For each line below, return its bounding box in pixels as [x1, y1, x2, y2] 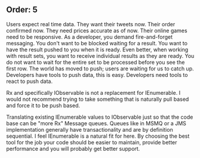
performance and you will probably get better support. [6, 145, 140, 152]
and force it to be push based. [6, 101, 81, 109]
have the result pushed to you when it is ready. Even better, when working [6, 46, 189, 53]
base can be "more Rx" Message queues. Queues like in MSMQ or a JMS [6, 119, 187, 127]
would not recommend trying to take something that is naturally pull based [6, 95, 189, 103]
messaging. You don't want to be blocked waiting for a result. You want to [6, 39, 188, 47]
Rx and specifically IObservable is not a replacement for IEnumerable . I [6, 89, 181, 96]
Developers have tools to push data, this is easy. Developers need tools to [6, 71, 188, 78]
